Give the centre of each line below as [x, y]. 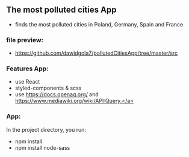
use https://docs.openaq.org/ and [57, 94]
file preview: [25, 40]
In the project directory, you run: [46, 129]
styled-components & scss [48, 88]
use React [27, 82]
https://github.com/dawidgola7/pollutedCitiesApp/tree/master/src [96, 53]
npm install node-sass [42, 147]
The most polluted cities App [61, 10]
